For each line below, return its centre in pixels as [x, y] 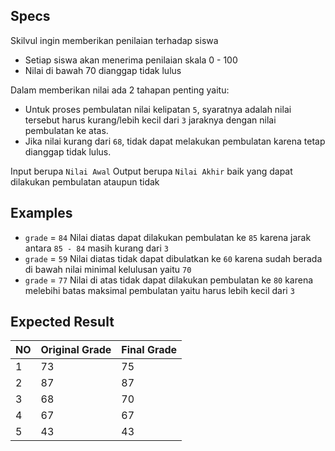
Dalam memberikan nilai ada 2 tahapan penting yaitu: [120, 90]
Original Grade [76, 350]
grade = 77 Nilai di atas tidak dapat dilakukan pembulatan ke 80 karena [169, 280]
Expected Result [62, 322]
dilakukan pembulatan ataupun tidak [85, 181]
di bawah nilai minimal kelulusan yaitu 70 [108, 269]
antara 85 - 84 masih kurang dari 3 [96, 248]
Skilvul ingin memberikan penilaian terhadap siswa [114, 40]
